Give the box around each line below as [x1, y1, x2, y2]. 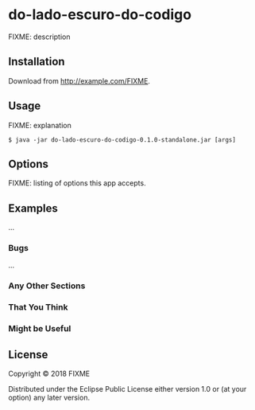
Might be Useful [8, 323, 71, 334]
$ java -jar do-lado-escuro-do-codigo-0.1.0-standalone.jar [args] [8, 135, 237, 144]
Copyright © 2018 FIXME [8, 369, 91, 379]
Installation [8, 55, 65, 68]
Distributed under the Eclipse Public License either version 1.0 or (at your [8, 385, 247, 394]
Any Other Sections [8, 280, 86, 291]
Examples [8, 201, 58, 215]
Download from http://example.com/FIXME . [8, 76, 151, 85]
